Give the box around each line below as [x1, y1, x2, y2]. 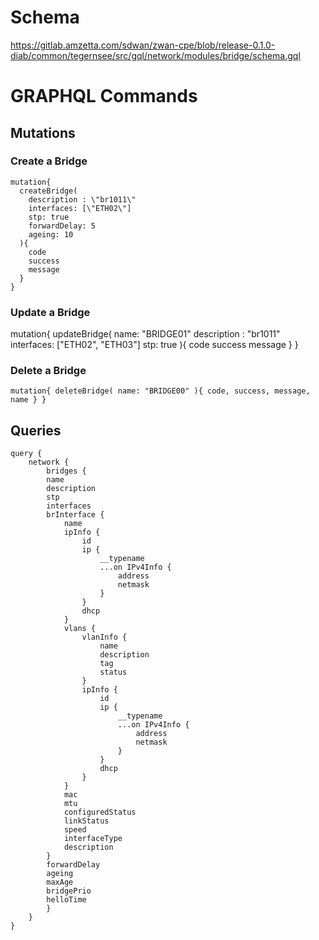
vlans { [63, 624, 97, 634]
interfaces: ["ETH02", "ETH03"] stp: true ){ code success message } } [10, 339, 299, 351]
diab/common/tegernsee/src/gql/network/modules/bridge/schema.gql [10, 49, 301, 61]
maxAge [46, 877, 74, 888]
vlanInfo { [81, 632, 128, 643]
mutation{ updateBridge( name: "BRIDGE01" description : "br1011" [10, 328, 281, 340]
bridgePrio [46, 886, 92, 896]
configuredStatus [63, 807, 137, 818]
